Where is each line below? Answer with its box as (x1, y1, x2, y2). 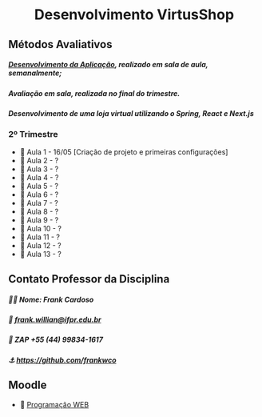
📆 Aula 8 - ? (19, 206, 59, 216)
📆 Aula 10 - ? (19, 223, 62, 233)
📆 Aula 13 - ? (19, 249, 62, 259)
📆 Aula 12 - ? (19, 240, 62, 250)
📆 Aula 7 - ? (19, 198, 58, 207)
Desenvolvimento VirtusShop (34, 6, 234, 24)
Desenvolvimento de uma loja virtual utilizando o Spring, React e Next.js (8, 108, 254, 118)
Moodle (8, 379, 47, 392)
